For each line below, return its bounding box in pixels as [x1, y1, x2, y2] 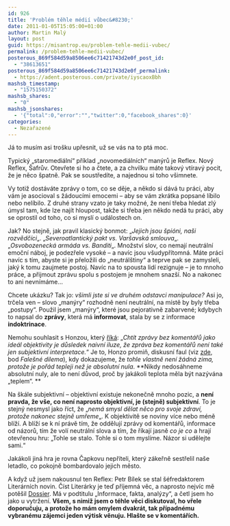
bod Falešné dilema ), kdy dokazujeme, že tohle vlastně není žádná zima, [8, 355, 214, 364]
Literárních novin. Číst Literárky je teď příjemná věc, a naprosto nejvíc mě [8, 482, 215, 490]
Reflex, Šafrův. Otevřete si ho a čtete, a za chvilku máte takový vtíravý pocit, [8, 164, 222, 172]
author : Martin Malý [8, 29, 67, 36]
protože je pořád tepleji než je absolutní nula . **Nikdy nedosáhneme [8, 362, 203, 371]
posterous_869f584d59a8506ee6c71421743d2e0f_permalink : [8, 67, 170, 74]
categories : [8, 118, 42, 125]
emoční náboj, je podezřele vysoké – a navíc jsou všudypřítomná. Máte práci [8, 249, 224, 257]
